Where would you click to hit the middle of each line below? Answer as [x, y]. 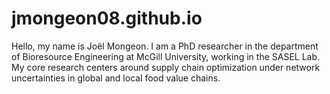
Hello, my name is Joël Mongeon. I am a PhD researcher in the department [165, 46]
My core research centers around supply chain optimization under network [166, 67]
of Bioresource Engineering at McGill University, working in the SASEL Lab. [166, 56]
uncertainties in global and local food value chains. [116, 78]
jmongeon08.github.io [107, 18]
